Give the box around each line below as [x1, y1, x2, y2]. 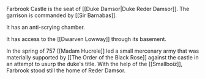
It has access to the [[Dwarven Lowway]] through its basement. [6, 36, 167, 42]
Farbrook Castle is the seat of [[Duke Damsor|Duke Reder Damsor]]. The [6, 6, 190, 12]
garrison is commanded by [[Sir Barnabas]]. [6, 12, 117, 19]
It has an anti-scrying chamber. [6, 24, 86, 31]
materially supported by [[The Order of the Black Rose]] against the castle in [6, 54, 199, 61]
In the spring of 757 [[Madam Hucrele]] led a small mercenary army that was [6, 47, 199, 55]
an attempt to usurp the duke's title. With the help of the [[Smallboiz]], [6, 61, 183, 67]
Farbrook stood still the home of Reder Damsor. [6, 67, 126, 74]
